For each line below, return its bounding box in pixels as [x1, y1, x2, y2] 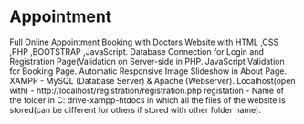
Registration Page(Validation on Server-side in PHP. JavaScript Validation [9, 56, 285, 67]
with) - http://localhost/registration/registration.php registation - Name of [9, 85, 285, 96]
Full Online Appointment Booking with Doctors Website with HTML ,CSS [9, 36, 279, 47]
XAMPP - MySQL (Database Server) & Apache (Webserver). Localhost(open [9, 75, 296, 86]
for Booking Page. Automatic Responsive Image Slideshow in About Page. [9, 66, 288, 77]
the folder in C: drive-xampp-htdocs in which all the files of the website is [9, 94, 286, 106]
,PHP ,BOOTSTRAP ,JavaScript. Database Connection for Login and [9, 46, 265, 57]
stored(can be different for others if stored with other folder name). [9, 104, 262, 115]
